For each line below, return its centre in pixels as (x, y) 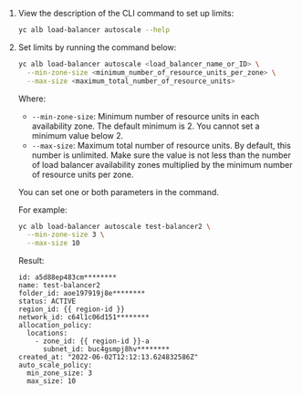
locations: (47, 333)
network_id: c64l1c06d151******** (83, 317)
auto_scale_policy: (55, 365)
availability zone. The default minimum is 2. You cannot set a (146, 126)
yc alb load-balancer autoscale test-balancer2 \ (115, 226)
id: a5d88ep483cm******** (67, 277)
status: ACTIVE (47, 301)
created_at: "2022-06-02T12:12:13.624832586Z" (108, 358)
